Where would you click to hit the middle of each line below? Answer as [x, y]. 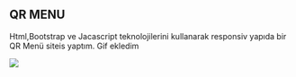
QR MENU [37, 15]
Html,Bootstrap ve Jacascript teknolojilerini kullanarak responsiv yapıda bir [148, 36]
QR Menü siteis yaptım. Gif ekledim [74, 46]
